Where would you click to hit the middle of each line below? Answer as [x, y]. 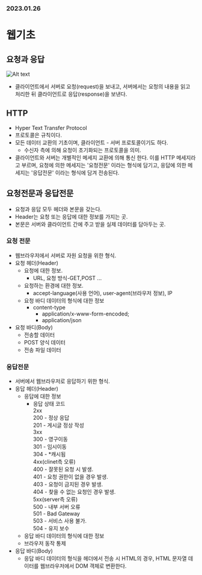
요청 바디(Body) [34, 327]
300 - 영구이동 [50, 439]
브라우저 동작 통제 [45, 544]
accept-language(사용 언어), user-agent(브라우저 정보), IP [103, 293]
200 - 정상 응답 [51, 418]
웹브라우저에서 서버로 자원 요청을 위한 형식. [66, 255]
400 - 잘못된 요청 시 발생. [63, 469]
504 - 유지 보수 [51, 529]
